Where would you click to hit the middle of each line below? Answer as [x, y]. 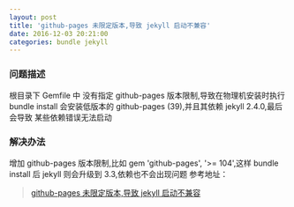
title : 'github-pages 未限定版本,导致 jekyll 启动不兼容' [110, 26]
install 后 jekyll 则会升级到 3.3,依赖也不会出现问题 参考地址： [119, 174]
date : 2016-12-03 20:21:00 [59, 33]
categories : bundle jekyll [59, 42]
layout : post [33, 17]
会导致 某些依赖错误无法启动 [60, 117]
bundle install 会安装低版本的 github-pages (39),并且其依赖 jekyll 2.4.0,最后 [146, 106]
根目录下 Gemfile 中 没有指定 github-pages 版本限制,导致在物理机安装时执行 [147, 95]
